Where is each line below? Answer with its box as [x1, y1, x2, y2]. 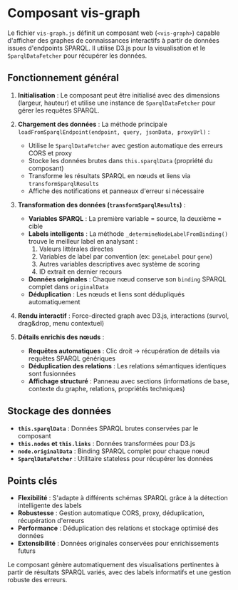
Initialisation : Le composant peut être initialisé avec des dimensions [17, 90, 220, 99]
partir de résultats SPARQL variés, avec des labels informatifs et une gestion [7, 568, 232, 576]
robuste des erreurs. [7, 576, 68, 584]
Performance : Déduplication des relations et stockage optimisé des [17, 524, 219, 532]
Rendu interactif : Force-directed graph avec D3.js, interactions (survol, [17, 311, 229, 320]
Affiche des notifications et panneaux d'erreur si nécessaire [28, 187, 205, 195]
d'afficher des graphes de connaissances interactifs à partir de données [7, 36, 219, 44]
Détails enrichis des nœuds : [17, 333, 105, 341]
